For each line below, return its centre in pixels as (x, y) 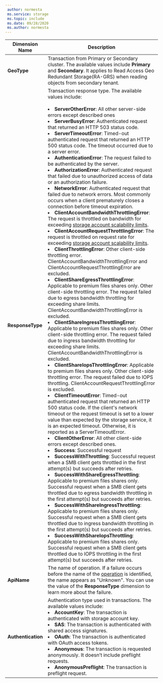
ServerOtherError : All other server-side (100, 109)
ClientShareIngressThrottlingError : (95, 322)
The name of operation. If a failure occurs (95, 568)
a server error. (64, 152)
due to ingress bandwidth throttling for (91, 341)
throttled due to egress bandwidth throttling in (100, 493)
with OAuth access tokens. (78, 643)
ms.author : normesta (28, 28)
